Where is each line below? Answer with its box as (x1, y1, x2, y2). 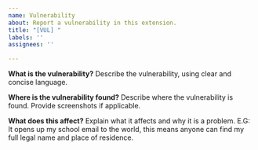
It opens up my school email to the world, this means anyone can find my (8, 125, 245, 134)
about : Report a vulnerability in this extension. (8, 19, 177, 27)
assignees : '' (8, 41, 55, 49)
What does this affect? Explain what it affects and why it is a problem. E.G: (8, 116, 251, 126)
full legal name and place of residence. (8, 133, 134, 142)
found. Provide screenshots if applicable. (8, 101, 141, 111)
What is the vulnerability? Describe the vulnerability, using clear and (8, 69, 232, 79)
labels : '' (8, 33, 44, 42)
